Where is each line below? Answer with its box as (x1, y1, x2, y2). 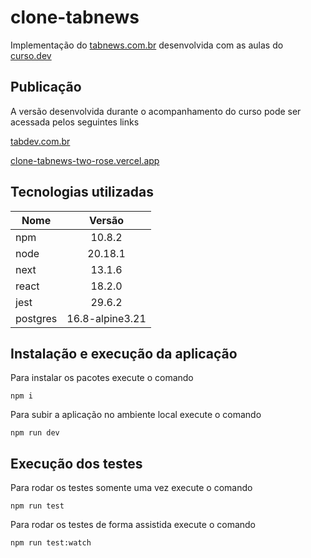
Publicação (10, 79, 82, 96)
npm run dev (10, 428, 60, 438)
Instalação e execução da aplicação (10, 345, 238, 362)
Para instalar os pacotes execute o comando (10, 372, 194, 384)
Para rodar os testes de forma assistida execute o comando (10, 519, 256, 531)
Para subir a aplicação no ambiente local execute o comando (10, 409, 262, 421)
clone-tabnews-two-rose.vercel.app (10, 154, 160, 166)
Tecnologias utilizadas (10, 184, 154, 201)
